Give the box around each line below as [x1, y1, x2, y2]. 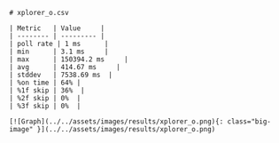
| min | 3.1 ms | [9, 47, 109, 56]
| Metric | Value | [9, 24, 105, 33]
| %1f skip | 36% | [9, 86, 86, 95]
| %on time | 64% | [9, 78, 81, 87]
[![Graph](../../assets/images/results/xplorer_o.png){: [9, 117, 224, 126]
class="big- [227, 117, 272, 126]
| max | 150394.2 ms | [9, 55, 128, 64]
